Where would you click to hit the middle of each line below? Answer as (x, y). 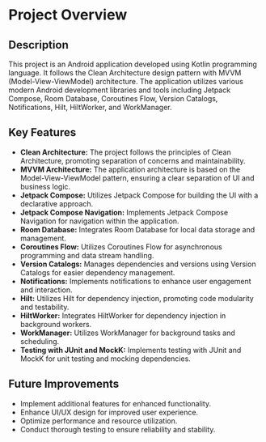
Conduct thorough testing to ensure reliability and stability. (118, 429)
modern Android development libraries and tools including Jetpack (120, 90)
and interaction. (46, 290)
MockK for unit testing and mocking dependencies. (106, 359)
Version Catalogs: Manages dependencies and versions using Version (138, 264)
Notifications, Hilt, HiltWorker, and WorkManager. (90, 107)
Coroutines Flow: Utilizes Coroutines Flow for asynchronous (121, 246)
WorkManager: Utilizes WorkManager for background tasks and (128, 333)
